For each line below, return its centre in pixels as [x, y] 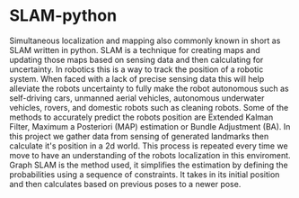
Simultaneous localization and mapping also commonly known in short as [145, 40]
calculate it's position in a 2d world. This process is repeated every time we [149, 146]
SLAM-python [63, 16]
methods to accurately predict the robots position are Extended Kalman [141, 117]
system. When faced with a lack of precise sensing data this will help [137, 78]
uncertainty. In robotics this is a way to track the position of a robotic [136, 69]
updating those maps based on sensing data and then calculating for [136, 59]
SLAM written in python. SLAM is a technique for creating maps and [135, 49]
